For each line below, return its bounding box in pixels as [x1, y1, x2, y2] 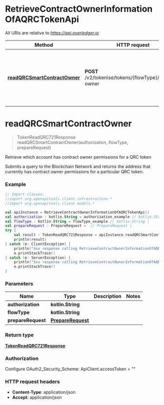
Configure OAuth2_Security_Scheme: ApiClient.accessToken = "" [5, 366, 136, 372]
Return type [5, 332, 34, 339]
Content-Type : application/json [12, 389, 76, 395]
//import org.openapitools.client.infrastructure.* [5, 197, 112, 202]
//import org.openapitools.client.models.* [5, 201, 95, 206]
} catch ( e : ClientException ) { [5, 242, 71, 246]
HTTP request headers [5, 378, 60, 385]
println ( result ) [14, 237, 47, 242]
